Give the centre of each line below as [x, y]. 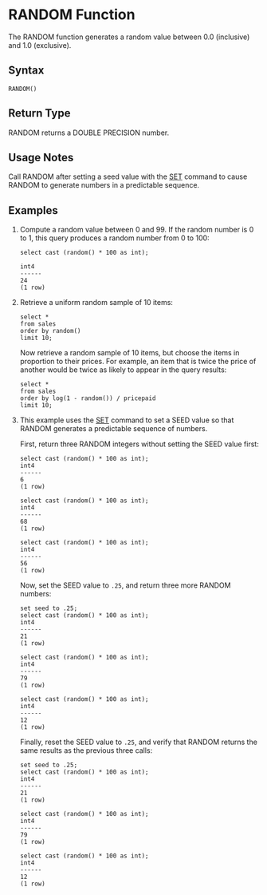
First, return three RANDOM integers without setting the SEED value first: [139, 444]
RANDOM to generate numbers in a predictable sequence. [104, 185]
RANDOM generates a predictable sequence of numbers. [114, 429]
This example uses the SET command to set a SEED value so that [127, 420]
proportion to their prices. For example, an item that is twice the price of [138, 362]
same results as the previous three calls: [86, 750]
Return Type [39, 113]
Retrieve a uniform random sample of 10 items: [96, 303]
